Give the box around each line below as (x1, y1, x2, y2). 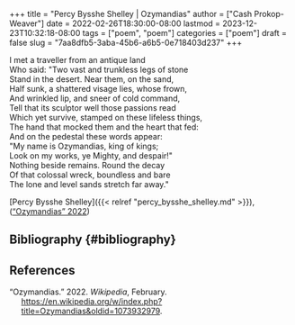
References (9, 262, 76, 278)
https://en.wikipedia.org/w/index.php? (21, 296, 163, 307)
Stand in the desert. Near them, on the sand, (9, 74, 174, 85)
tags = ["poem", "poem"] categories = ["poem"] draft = (82, 28, 288, 38)
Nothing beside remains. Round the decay (9, 160, 165, 170)
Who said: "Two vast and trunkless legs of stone (9, 64, 189, 75)
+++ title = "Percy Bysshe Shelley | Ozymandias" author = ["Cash (9, 9, 253, 19)
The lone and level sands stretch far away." (9, 179, 169, 189)
